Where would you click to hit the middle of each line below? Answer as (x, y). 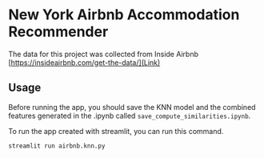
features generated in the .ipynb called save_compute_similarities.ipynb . (130, 115)
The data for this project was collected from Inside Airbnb (103, 54)
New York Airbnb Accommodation (124, 15)
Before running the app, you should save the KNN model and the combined (132, 107)
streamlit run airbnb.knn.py (57, 146)
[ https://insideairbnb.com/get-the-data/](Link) (84, 63)
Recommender (58, 32)
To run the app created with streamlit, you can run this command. (116, 131)
